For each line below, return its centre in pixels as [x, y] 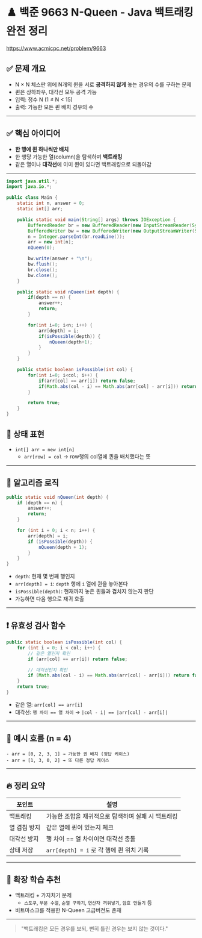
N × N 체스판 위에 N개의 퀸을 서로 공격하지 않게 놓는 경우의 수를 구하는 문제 [103, 84]
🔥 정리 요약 [26, 786]
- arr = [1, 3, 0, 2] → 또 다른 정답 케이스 [58, 760]
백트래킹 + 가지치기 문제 [43, 895]
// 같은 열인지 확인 [49, 653]
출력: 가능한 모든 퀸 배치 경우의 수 [54, 107]
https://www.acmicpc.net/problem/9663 [56, 48]
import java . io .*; [29, 187]
